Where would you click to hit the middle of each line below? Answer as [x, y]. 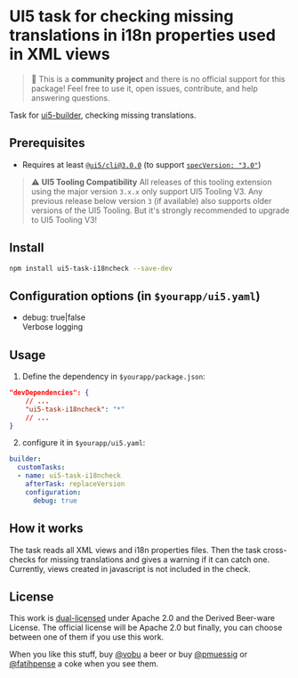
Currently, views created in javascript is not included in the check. [130, 568]
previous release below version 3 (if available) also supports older [151, 200]
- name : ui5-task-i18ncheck [69, 476]
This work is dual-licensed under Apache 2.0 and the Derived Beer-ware [142, 618]
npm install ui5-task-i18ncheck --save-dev [91, 268]
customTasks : [41, 468]
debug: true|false [54, 317]
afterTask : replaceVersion [75, 484]
